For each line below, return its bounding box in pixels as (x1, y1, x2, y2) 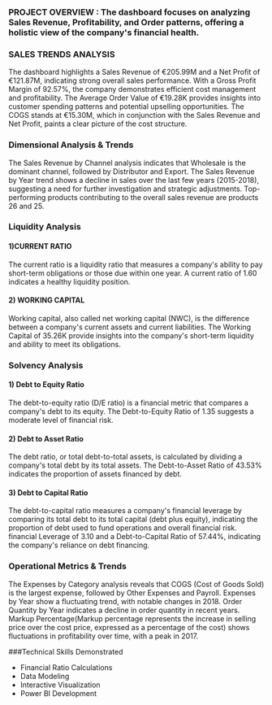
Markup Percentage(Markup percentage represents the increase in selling (8, 613, 257, 624)
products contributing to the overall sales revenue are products (47, 192, 259, 202)
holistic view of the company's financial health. (8, 27, 200, 38)
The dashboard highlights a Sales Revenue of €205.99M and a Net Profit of (8, 67, 261, 77)
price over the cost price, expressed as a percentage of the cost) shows (8, 622, 250, 632)
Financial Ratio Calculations (19, 662, 113, 672)
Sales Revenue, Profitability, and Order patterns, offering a (8, 16, 244, 28)
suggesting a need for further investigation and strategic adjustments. (8, 184, 243, 194)
